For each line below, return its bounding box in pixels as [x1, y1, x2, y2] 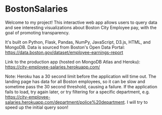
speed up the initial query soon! [5, 104, 69, 110]
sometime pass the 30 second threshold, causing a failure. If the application [5, 83, 157, 89]
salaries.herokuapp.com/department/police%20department [5, 99, 125, 105]
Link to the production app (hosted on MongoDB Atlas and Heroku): [5, 59, 140, 65]
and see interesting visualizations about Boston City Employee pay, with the [5, 24, 157, 30]
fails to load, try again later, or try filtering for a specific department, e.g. [5, 89, 150, 95]
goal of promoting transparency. [5, 30, 70, 35]
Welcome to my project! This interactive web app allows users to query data [5, 19, 158, 25]
